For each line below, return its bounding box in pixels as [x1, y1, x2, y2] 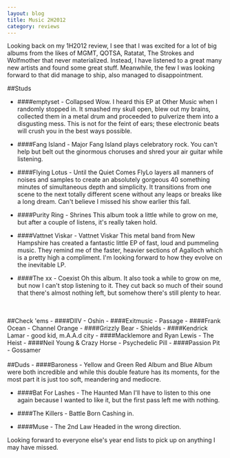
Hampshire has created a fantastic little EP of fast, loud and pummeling [17, 239, 219, 247]
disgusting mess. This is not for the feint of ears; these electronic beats [17, 120, 220, 128]
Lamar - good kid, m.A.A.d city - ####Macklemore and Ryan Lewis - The [7, 331, 214, 340]
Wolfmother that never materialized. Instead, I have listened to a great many [7, 56, 222, 65]
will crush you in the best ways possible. [17, 127, 132, 135]
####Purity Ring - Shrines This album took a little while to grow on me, [17, 211, 218, 219]
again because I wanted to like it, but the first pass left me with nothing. [17, 396, 220, 404]
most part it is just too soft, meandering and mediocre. [7, 375, 162, 384]
